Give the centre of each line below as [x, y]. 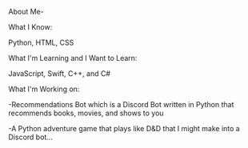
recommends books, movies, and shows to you [86, 113]
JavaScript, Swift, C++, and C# [59, 74]
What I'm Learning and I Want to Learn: [73, 58]
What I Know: [30, 27]
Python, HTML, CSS [41, 42]
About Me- [26, 12]
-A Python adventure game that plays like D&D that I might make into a [124, 128]
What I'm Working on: [44, 89]
